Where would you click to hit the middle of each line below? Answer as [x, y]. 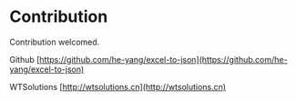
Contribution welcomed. [55, 42]
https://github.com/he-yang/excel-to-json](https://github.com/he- [164, 59]
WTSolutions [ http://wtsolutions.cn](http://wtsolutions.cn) [118, 86]
